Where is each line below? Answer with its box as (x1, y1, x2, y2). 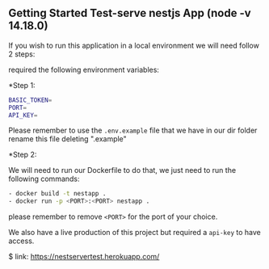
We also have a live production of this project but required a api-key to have (8, 228, 261, 237)
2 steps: (8, 48, 36, 59)
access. (8, 236, 35, 246)
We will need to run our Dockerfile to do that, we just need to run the (8, 166, 237, 175)
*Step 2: (8, 149, 37, 160)
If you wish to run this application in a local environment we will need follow (8, 40, 260, 50)
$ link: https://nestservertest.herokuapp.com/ (8, 252, 160, 262)
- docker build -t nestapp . (8, 190, 107, 198)
